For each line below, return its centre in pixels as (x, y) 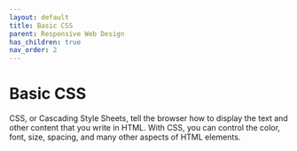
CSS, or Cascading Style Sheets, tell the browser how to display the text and (148, 118)
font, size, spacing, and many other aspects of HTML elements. (125, 137)
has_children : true (45, 42)
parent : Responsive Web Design (67, 34)
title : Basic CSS (41, 26)
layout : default (39, 17)
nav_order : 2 (33, 50)
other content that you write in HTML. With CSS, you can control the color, (145, 128)
